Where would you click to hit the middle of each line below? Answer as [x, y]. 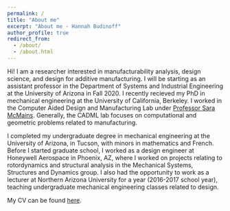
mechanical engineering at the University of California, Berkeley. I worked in [114, 100]
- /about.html [33, 52]
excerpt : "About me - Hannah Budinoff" [64, 26]
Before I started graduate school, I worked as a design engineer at [101, 150]
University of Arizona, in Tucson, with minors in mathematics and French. [111, 143]
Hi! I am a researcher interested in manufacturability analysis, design [104, 71]
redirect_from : [29, 39]
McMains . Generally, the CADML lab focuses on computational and [102, 115]
